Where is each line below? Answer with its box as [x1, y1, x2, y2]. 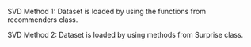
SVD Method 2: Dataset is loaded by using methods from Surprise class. [7, 31, 244, 39]
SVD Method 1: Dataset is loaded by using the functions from [7, 7, 207, 16]
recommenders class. [7, 15, 78, 24]
